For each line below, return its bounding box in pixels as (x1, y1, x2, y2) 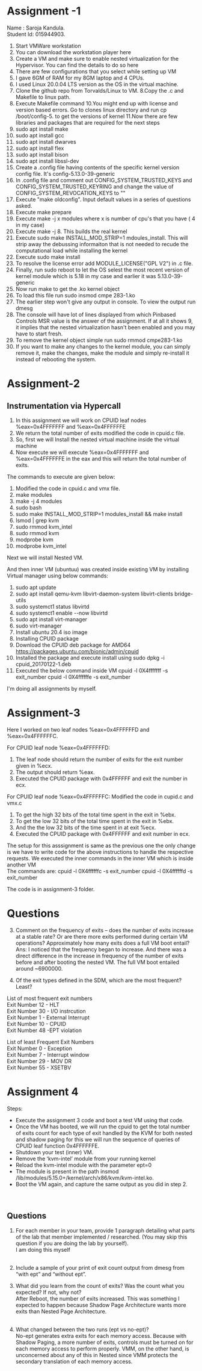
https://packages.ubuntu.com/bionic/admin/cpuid (15, 647, 139, 654)
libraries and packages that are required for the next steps (15, 119, 160, 126)
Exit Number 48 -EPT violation (7, 1027, 82, 1034)
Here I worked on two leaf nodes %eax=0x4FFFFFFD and (7, 726, 150, 733)
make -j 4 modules (15, 497, 63, 505)
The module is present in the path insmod (15, 1167, 119, 1175)
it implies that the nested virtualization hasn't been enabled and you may (15, 323, 195, 331)
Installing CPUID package (15, 635, 79, 642)
